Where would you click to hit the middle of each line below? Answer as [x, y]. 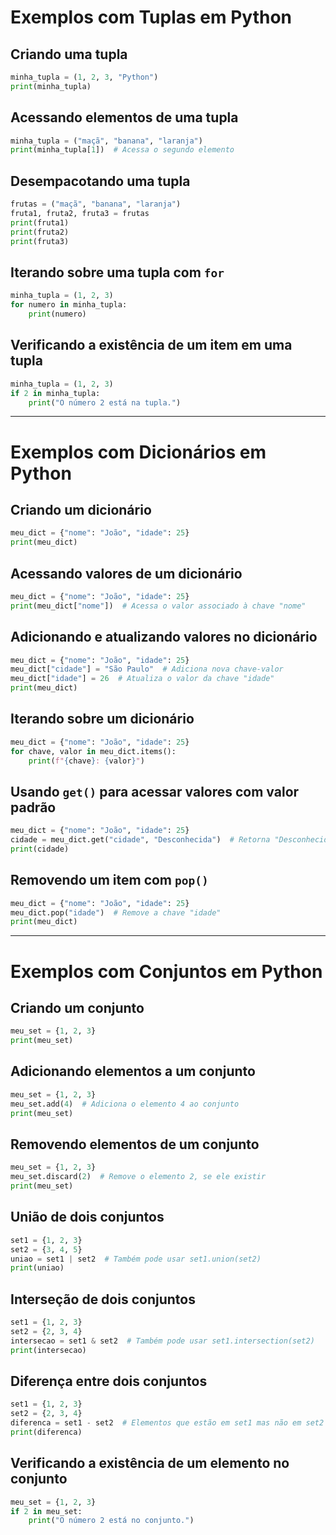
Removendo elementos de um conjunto [135, 1144]
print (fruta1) [40, 222]
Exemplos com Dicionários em [138, 452]
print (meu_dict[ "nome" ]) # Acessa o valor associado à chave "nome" [158, 606]
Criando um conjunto [77, 1007]
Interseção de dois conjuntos [103, 1299]
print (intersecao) [48, 1350]
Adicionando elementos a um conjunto [133, 1071]
